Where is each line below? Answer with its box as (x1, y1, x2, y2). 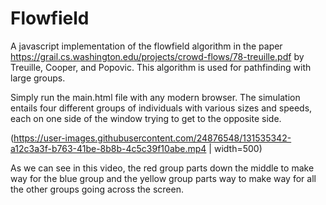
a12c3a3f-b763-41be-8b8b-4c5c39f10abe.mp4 (10, 142, 207, 154)
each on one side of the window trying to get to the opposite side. (10, 112, 282, 124)
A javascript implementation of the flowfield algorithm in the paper (10, 40, 283, 52)
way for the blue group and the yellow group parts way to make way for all (10, 172, 317, 184)
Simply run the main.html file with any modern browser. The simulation (10, 91, 301, 103)
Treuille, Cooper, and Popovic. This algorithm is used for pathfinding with (10, 61, 312, 73)
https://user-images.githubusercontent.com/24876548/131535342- (13, 132, 292, 144)
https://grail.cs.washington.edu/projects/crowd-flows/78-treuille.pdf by (10, 50, 305, 62)
